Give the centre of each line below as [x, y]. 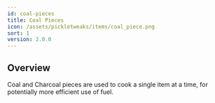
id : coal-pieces [31, 14]
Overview [29, 68]
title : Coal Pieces [36, 20]
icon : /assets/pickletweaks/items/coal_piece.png [81, 26]
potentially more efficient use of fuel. [61, 92]
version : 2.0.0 [29, 40]
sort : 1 [19, 33]
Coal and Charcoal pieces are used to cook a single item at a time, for [107, 84]
